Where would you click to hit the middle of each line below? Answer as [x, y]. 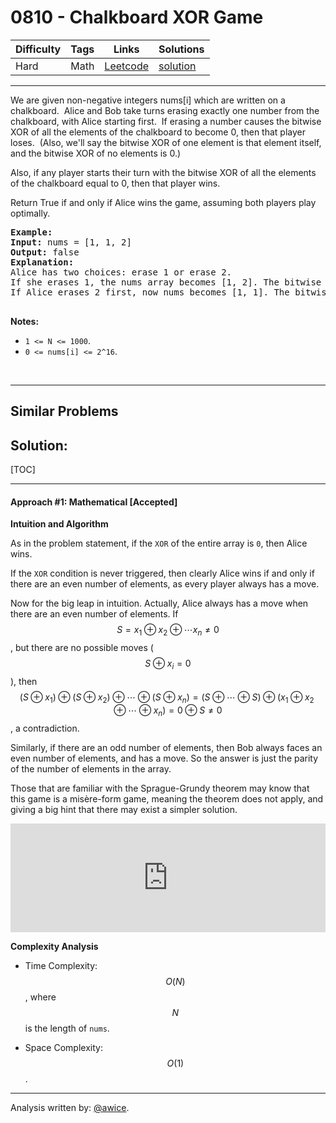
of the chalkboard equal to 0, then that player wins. [115, 183]
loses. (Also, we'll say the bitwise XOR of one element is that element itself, [166, 142]
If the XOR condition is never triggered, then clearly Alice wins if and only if [162, 573]
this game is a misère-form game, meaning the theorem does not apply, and [167, 798]
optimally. [30, 213]
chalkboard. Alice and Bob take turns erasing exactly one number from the [165, 110]
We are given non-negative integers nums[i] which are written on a [148, 100]
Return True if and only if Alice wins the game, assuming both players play [163, 202]
